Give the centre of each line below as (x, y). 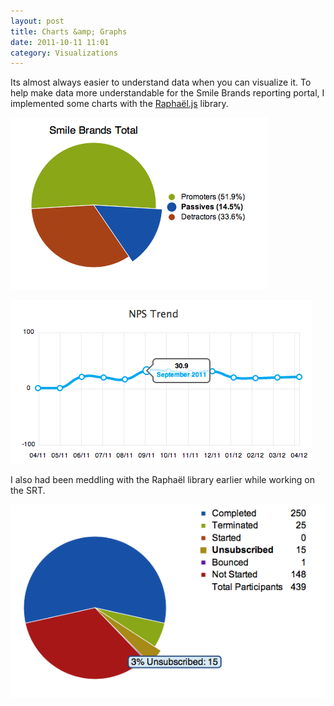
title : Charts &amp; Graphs (69, 31)
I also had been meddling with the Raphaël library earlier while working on (162, 480)
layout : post (37, 21)
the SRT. (28, 491)
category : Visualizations (64, 53)
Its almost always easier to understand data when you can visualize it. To (161, 82)
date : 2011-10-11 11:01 (60, 42)
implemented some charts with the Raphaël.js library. (119, 104)
